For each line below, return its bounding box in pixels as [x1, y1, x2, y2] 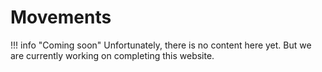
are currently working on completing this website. [10, 49, 215, 61]
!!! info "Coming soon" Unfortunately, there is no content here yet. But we [10, 39, 312, 51]
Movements [10, 6, 112, 29]
